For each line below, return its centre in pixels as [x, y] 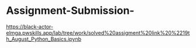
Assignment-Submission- [70, 11]
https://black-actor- [30, 27]
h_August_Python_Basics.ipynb [44, 39]
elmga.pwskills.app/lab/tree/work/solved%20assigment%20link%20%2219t [98, 32]
